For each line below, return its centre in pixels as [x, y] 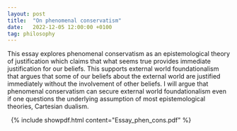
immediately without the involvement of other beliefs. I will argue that [108, 84]
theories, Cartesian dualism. [48, 106]
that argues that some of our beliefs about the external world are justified [114, 76]
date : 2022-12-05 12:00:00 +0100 [60, 27]
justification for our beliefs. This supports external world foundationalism [113, 69]
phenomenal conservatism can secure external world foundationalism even [117, 91]
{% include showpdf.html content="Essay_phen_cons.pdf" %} [101, 120]
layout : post [27, 14]
